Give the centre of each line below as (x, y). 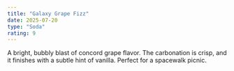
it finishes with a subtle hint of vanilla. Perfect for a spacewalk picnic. (107, 61)
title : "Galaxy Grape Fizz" (48, 14)
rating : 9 (22, 33)
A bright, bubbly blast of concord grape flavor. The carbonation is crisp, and (117, 53)
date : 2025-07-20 (33, 20)
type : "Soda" (26, 26)
